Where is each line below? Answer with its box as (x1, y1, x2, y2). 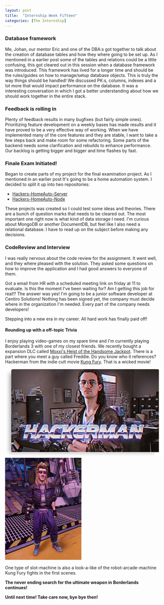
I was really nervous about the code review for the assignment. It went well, (5, 255, 157, 261)
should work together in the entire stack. (5, 93, 87, 99)
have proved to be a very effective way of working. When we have (5, 126, 139, 132)
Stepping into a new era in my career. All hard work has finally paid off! (5, 316, 147, 322)
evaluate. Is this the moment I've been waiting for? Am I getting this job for (5, 285, 155, 291)
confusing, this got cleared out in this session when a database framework (5, 62, 155, 68)
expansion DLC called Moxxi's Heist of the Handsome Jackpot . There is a (5, 348, 153, 354)
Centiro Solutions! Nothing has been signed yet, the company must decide (5, 296, 155, 302)
